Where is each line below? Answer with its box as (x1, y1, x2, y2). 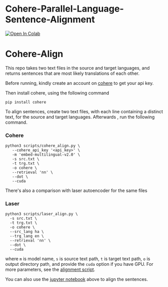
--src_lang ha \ (10, 229, 44, 234)
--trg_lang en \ (10, 233, 44, 239)
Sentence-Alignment (5, 14, 95, 25)
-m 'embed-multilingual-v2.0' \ (12, 152, 80, 157)
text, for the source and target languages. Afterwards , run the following (5, 114, 155, 120)
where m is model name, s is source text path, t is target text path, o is (5, 256, 150, 262)
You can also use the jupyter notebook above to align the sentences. (5, 276, 148, 282)
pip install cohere (5, 100, 47, 105)
